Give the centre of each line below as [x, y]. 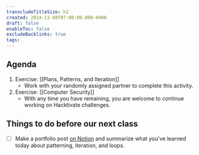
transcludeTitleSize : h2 [38, 12]
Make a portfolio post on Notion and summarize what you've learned [100, 138]
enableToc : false [28, 29]
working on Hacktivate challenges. [67, 105]
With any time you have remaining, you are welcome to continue [104, 98]
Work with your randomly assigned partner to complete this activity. [109, 85]
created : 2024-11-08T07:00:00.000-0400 [57, 18]
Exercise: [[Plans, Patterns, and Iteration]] [67, 79]
